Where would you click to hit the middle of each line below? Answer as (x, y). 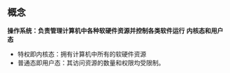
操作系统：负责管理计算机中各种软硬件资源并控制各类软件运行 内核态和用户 (115, 31)
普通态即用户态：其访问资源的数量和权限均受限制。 (91, 63)
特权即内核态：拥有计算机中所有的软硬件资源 (82, 54)
